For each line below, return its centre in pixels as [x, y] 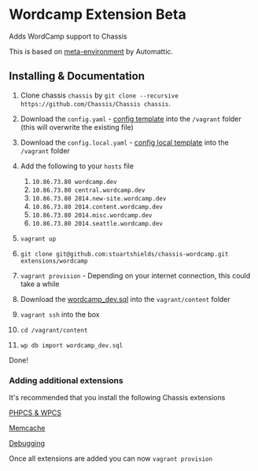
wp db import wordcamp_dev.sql [72, 345]
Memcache [27, 428]
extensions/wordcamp [54, 261]
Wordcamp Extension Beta [98, 15]
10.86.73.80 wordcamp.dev [74, 182]
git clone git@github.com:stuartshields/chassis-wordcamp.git [124, 254]
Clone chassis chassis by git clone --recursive [100, 95]
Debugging [27, 443]
